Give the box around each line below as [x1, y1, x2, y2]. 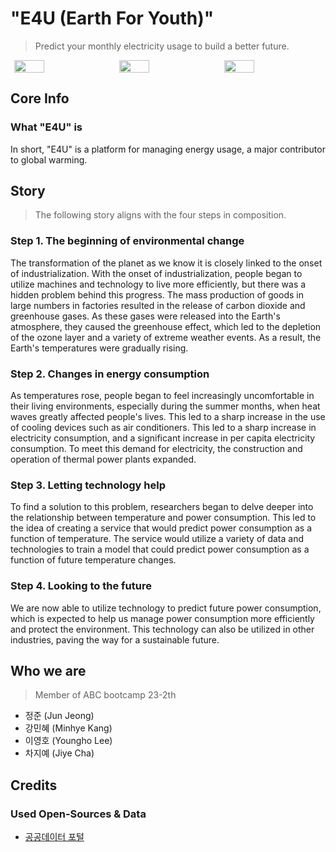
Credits [10, 777, 58, 794]
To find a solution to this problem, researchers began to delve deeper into [10, 501, 314, 513]
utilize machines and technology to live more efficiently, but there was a [10, 278, 307, 290]
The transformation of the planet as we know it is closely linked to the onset [10, 257, 323, 269]
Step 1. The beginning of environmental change [10, 234, 245, 248]
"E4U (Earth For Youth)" [10, 7, 215, 30]
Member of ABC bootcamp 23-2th [34, 689, 177, 701]
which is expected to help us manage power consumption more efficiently [10, 612, 315, 624]
